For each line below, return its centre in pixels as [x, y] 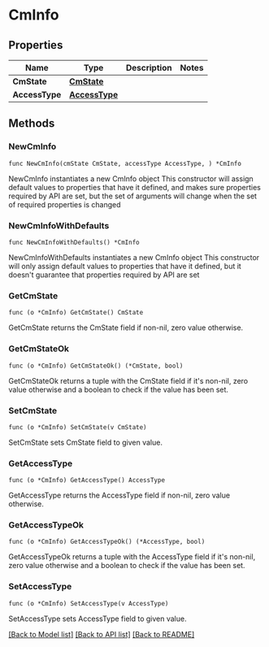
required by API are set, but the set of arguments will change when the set [133, 196]
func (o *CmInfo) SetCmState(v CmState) [78, 427]
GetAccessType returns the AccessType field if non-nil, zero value [119, 495]
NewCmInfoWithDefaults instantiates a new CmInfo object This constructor [134, 257]
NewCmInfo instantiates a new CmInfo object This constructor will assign [131, 178]
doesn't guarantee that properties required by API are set [104, 275]
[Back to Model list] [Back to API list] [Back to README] [102, 634]
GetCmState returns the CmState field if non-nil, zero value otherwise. [126, 328]
